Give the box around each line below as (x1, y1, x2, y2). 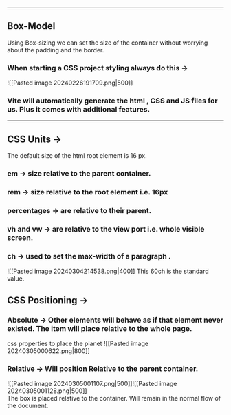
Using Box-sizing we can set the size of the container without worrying (7, 39, 208, 47)
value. (7, 274, 25, 283)
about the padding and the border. (7, 45, 104, 54)
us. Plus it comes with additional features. (7, 105, 150, 114)
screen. (7, 232, 34, 242)
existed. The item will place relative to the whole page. (7, 323, 192, 333)
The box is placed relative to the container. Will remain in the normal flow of (7, 394, 221, 403)
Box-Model (7, 20, 56, 32)
